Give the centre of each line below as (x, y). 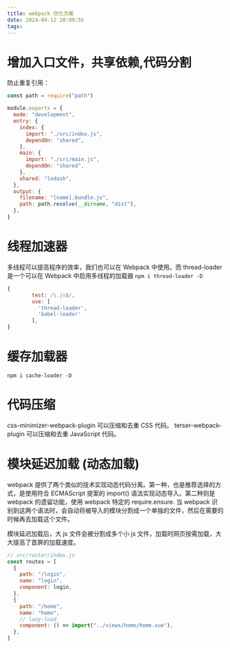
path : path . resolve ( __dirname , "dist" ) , (78, 204)
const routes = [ (32, 561)
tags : (15, 26)
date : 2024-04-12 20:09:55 (46, 20)
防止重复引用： (28, 83)
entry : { (26, 121)
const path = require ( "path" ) (50, 96)
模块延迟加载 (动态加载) (73, 464)
